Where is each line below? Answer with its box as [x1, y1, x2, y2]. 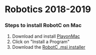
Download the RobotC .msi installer [12, 44, 85, 50]
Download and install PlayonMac [12, 33, 80, 39]
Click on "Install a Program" [12, 39, 70, 45]
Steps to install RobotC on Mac [5, 22, 82, 29]
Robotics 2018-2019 [5, 4, 91, 15]
